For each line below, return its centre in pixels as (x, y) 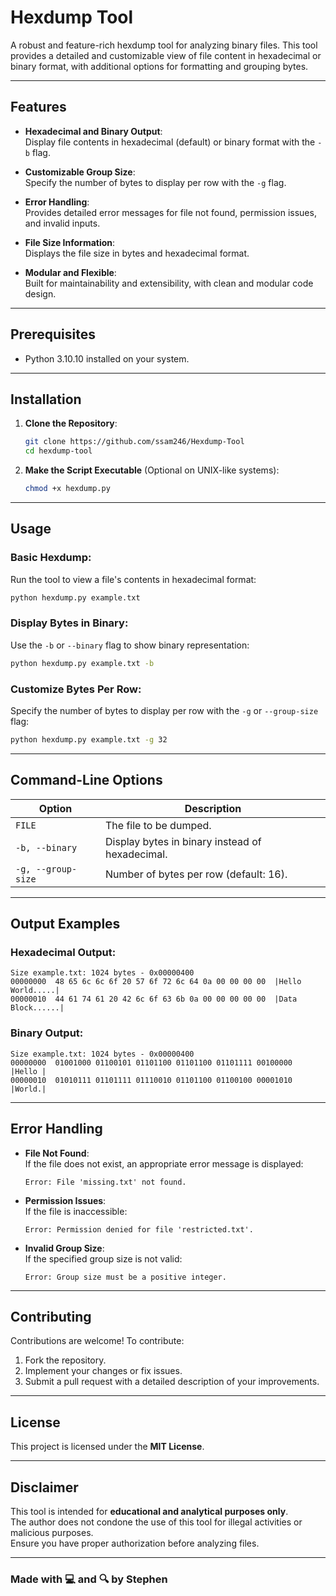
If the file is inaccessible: (76, 1211)
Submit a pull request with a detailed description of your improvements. (172, 1382)
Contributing (51, 1316)
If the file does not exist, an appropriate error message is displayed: (164, 1163)
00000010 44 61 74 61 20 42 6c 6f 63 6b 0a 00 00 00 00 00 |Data (154, 999)
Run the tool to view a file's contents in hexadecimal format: (133, 579)
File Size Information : (70, 242)
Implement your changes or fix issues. (103, 1371)
